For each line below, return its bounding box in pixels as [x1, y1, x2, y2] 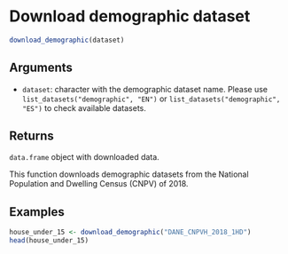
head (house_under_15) [9, 236, 90, 245]
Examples [9, 204, 65, 219]
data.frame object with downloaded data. [9, 152, 160, 163]
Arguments [9, 60, 74, 75]
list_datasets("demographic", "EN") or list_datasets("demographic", [21, 93, 281, 104]
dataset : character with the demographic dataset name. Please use [21, 83, 269, 94]
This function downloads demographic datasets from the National [9, 169, 250, 179]
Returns [9, 129, 55, 144]
